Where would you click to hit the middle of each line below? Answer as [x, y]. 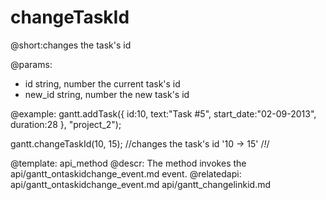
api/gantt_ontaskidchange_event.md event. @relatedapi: [126, 173]
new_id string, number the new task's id [107, 94]
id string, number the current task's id [102, 83]
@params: [31, 64]
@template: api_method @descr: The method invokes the [128, 163]
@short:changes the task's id [71, 45]
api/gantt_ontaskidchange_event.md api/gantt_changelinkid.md [141, 184]
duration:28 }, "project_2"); [66, 124]
